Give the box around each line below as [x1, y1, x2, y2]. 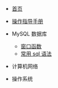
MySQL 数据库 [11, 30, 47, 37]
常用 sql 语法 [20, 50, 52, 57]
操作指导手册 [11, 18, 43, 25]
